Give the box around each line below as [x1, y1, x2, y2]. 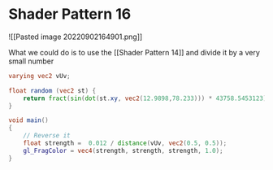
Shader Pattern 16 [8, 5, 132, 24]
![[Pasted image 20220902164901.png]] [8, 32, 143, 41]
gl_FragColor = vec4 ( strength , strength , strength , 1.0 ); [23, 146, 223, 155]
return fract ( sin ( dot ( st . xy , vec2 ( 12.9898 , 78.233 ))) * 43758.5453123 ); [23, 94, 271, 102]
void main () [8, 116, 49, 124]
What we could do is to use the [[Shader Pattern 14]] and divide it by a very [8, 47, 260, 57]
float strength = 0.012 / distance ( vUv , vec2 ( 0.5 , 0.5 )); [23, 139, 227, 147]
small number [8, 56, 54, 66]
